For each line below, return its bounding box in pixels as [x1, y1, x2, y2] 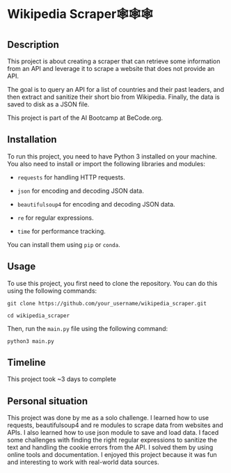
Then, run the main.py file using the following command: [7, 324, 168, 332]
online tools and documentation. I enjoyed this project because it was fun [7, 451, 217, 459]
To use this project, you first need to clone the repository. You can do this [7, 279, 218, 287]
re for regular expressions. [17, 214, 94, 222]
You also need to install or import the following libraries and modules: [7, 159, 205, 168]
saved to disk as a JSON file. [7, 100, 90, 109]
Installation [7, 134, 57, 145]
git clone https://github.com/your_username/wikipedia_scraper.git [7, 300, 207, 307]
